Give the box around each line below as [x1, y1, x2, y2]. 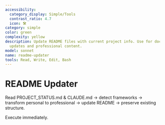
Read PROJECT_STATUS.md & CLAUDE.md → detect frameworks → [5, 95, 143, 100]
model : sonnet [5, 48, 34, 53]
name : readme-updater [5, 52, 50, 58]
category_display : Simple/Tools [9, 12, 76, 17]
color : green [5, 30, 32, 35]
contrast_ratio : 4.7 [9, 16, 52, 21]
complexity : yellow [5, 35, 45, 40]
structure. [5, 105, 25, 111]
